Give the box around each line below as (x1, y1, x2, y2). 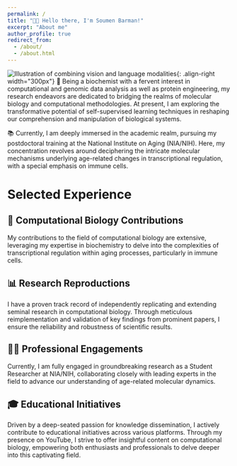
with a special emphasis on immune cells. (7, 161, 129, 170)
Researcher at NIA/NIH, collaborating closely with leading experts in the (7, 370, 217, 378)
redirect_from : (7, 37, 52, 44)
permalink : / (7, 10, 46, 18)
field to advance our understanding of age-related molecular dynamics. (7, 377, 216, 385)
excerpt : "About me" (7, 23, 69, 30)
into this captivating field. (7, 451, 81, 460)
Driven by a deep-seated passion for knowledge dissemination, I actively (7, 421, 220, 429)
